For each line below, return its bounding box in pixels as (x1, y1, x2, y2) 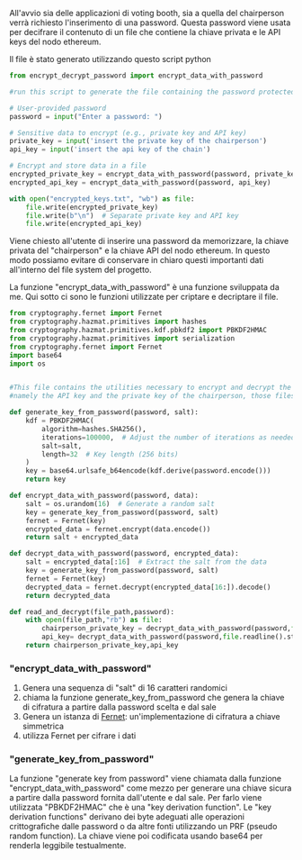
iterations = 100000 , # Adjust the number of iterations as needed (41, 432, 296, 442)
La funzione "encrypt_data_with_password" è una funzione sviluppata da (9, 282, 280, 293)
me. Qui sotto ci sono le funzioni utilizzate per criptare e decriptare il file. (9, 292, 279, 303)
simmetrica (22, 720, 65, 732)
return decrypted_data (25, 591, 111, 600)
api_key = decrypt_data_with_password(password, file (41, 632, 240, 642)
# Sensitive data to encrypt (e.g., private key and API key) (9, 128, 247, 138)
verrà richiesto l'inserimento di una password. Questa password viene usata (9, 17, 291, 28)
